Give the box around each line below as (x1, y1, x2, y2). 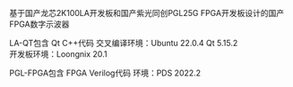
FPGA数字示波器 (9, 19, 70, 29)
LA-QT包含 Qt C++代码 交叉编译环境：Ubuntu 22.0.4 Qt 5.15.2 (9, 38, 238, 48)
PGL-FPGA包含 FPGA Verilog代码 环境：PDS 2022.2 (9, 67, 202, 78)
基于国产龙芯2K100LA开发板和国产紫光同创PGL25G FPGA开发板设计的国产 (9, 8, 285, 18)
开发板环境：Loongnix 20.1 (9, 49, 108, 59)
